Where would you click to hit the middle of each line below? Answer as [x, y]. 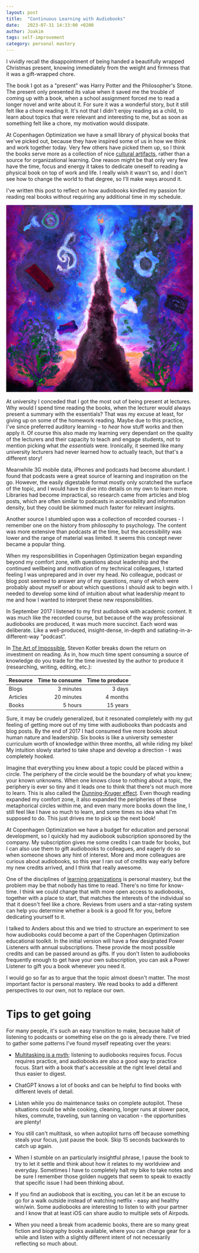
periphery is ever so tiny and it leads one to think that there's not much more [99, 787]
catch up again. [34, 1146]
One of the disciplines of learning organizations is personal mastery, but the [99, 879]
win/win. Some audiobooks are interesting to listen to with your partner [101, 1207]
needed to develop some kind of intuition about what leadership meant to [96, 594]
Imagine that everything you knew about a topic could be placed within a [95, 768]
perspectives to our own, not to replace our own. [66, 990]
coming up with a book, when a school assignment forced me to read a [93, 98]
